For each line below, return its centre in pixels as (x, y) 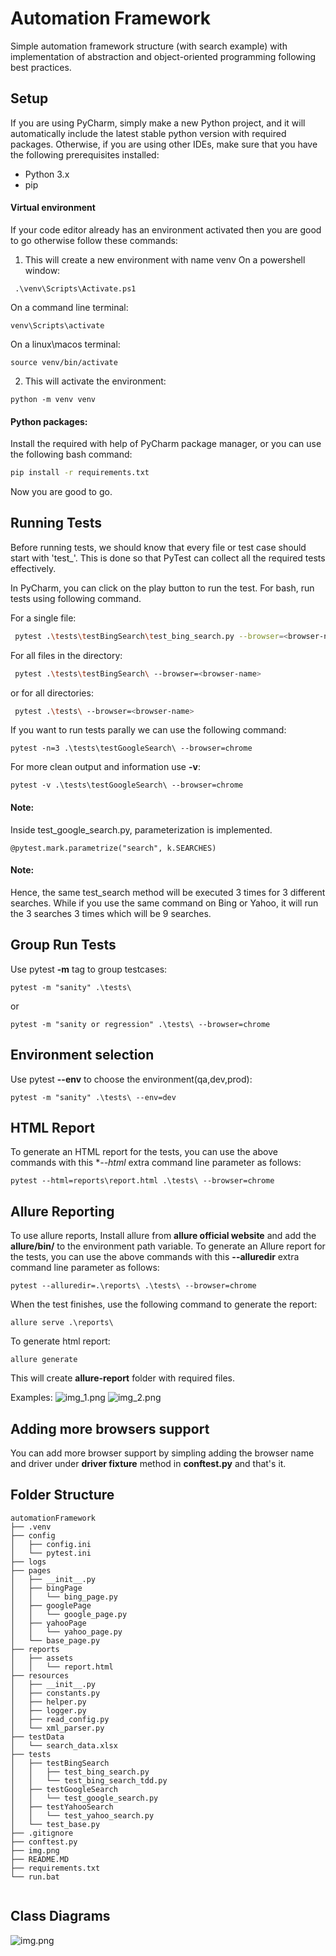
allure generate (44, 1360)
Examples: (31, 1398)
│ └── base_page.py (55, 1640)
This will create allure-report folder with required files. (123, 1378)
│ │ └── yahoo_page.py (66, 1632)
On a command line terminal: (69, 307)
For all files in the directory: (66, 655)
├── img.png (35, 1850)
